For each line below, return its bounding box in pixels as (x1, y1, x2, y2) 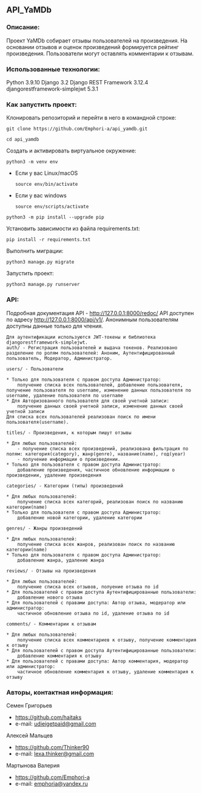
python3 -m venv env (6, 159, 59, 165)
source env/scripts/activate (15, 203, 89, 210)
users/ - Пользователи (6, 366, 64, 372)
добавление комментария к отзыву (17, 653, 102, 659)
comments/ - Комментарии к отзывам (6, 621, 96, 627)
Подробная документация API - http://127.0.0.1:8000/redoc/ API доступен (6, 309, 194, 316)
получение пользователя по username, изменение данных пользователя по (6, 387, 191, 393)
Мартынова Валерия (6, 761, 60, 769)
